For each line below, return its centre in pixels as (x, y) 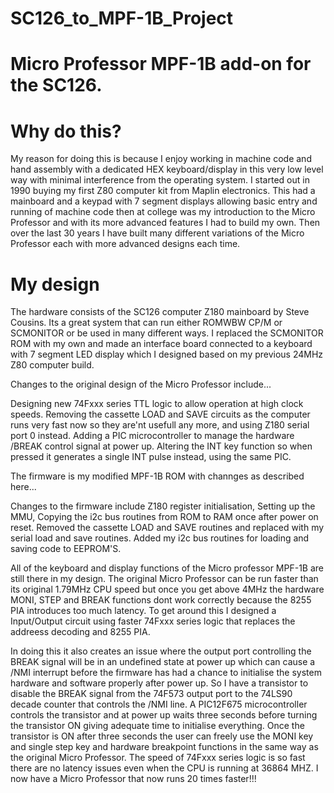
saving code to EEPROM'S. (66, 549)
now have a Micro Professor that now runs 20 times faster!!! (133, 779)
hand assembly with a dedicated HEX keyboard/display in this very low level (167, 169)
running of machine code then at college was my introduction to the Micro (163, 212)
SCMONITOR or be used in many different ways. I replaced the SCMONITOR (167, 333)
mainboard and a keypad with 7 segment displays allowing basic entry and (164, 201)
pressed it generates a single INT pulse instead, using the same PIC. (151, 457)
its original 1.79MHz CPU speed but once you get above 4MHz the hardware (167, 589)
